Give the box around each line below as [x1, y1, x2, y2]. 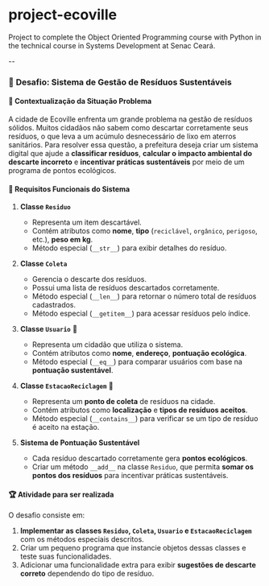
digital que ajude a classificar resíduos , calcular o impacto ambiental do [8, 149, 252, 159]
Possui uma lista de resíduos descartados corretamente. [31, 283, 220, 293]
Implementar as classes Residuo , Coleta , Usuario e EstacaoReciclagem [19, 526, 252, 536]
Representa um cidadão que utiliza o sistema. [31, 340, 184, 349]
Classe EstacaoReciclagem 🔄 [19, 381, 114, 391]
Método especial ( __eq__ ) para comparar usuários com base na [31, 357, 243, 367]
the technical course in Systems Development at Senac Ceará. [8, 40, 216, 50]
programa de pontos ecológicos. [8, 166, 117, 175]
